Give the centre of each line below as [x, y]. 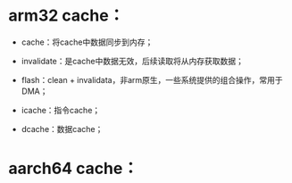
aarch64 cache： [74, 169]
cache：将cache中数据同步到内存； [87, 42]
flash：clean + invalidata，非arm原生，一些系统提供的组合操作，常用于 [152, 79]
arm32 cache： [67, 16]
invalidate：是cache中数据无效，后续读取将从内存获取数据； [133, 61]
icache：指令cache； [61, 110]
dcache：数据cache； [62, 129]
